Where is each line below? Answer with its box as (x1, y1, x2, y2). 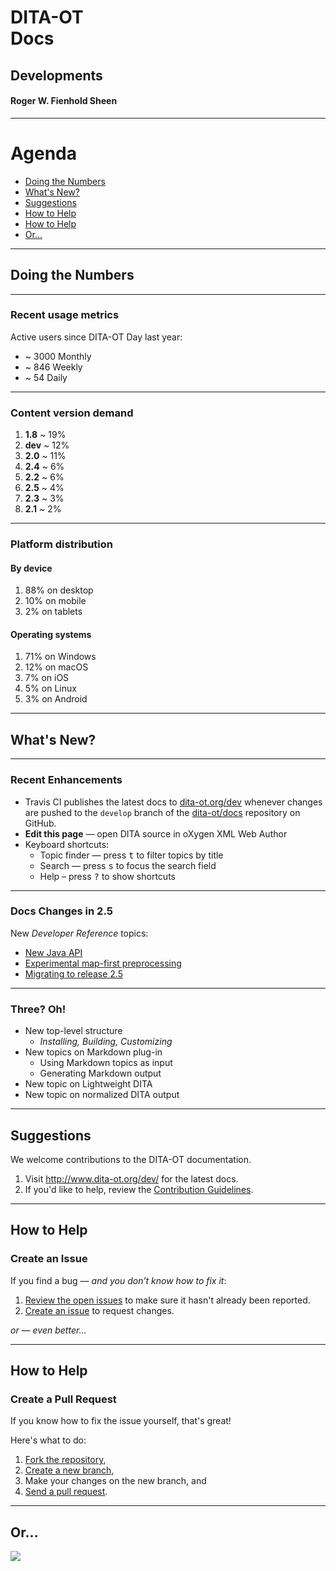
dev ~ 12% (24, 439, 70, 451)
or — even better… (10, 1324, 87, 1336)
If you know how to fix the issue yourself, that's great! (10, 1415, 232, 1427)
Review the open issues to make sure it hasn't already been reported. (24, 1294, 311, 1306)
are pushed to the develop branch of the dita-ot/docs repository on (24, 806, 301, 818)
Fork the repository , (24, 1454, 107, 1466)
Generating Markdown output (39, 1067, 162, 1080)
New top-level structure (24, 1025, 123, 1037)
